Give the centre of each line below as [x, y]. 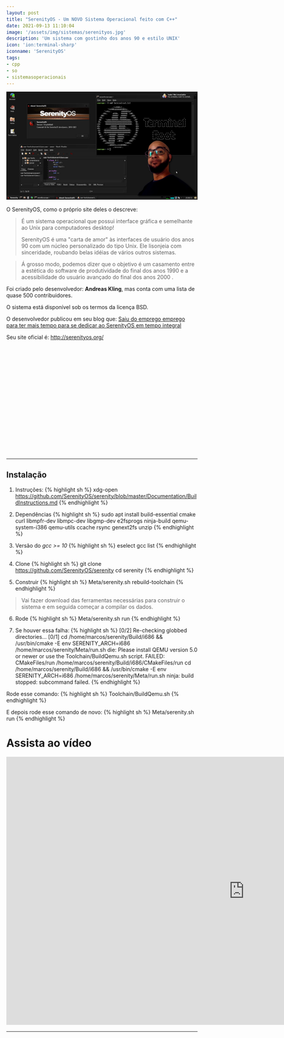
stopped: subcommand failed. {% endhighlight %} [78, 682]
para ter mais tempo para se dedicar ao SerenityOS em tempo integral [94, 325]
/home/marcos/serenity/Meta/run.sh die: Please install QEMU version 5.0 [106, 650]
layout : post [23, 13]
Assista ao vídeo [49, 743]
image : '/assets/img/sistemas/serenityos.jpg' [66, 32]
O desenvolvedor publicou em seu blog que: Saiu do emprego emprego [96, 319]
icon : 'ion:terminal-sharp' [42, 45]
